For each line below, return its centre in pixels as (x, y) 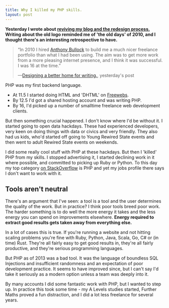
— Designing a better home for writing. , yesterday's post (76, 75)
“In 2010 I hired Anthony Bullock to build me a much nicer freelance (88, 49)
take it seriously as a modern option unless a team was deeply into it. (77, 274)
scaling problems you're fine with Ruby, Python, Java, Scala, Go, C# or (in (82, 238)
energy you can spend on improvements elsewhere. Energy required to (80, 217)
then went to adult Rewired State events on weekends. (62, 142)
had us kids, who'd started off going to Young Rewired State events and (80, 137)
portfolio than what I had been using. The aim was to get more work (88, 55)
